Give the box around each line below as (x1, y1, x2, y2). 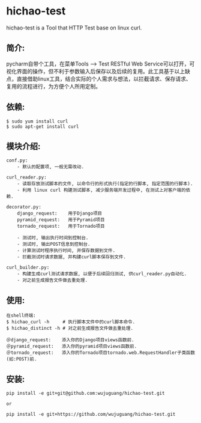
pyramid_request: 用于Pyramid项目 (17, 217, 105, 223)
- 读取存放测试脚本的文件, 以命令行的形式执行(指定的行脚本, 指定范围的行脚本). (17, 181, 193, 187)
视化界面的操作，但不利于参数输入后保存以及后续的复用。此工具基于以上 (6, 67, 185, 75)
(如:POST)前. (6, 356, 37, 362)
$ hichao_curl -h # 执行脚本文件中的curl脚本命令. (6, 319, 136, 325)
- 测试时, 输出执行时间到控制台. (17, 235, 89, 241)
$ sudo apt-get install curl (6, 123, 79, 130)
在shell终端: (6, 312, 36, 319)
